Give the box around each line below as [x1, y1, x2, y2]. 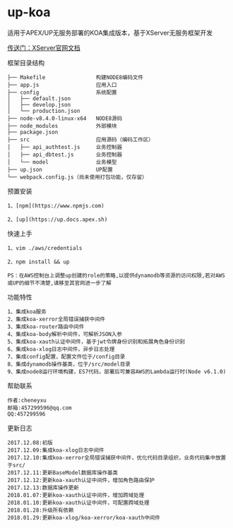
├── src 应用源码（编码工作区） [7, 136, 154, 143]
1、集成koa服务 [7, 308, 47, 315]
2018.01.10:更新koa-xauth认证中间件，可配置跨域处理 [7, 499, 150, 506]
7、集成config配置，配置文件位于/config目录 [7, 353, 126, 360]
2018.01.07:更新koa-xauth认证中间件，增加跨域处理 [7, 491, 145, 498]
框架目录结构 [7, 58, 44, 67]
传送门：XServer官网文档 [7, 43, 81, 52]
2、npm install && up [7, 258, 70, 265]
